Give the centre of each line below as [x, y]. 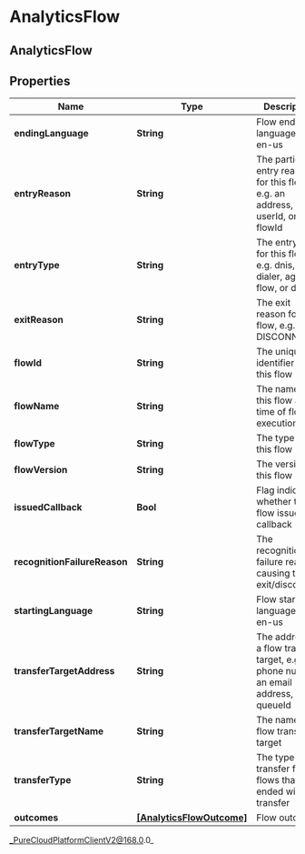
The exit [273, 303]
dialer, [269, 276]
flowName [37, 407]
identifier [275, 363]
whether [274, 502]
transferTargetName [59, 731]
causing [273, 573]
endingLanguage [51, 134]
